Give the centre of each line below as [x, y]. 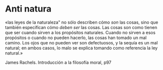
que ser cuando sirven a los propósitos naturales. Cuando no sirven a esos [80, 32]
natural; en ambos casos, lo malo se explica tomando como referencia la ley [81, 48]
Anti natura [28, 9]
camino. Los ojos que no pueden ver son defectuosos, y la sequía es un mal [81, 42]
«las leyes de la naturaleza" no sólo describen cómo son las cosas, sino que [82, 22]
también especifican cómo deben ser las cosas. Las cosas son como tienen [81, 27]
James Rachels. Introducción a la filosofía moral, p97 [58, 62]
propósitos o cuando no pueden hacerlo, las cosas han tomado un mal [76, 38]
